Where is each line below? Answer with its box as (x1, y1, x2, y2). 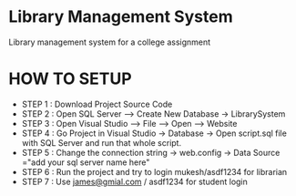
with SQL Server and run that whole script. (21, 137, 182, 148)
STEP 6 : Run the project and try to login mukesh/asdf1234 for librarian (21, 166, 288, 177)
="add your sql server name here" (21, 157, 150, 168)
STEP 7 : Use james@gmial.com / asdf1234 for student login (21, 176, 248, 187)
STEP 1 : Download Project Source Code (21, 98, 173, 109)
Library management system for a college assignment (8, 36, 211, 47)
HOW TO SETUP (8, 68, 133, 89)
